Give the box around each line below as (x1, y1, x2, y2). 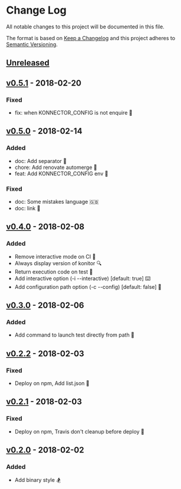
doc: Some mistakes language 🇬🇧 (14, 198, 99, 205)
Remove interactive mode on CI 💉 (14, 253, 96, 260)
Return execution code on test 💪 (14, 268, 93, 275)
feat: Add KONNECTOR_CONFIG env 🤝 (14, 169, 108, 177)
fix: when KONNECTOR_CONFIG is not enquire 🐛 (14, 109, 133, 116)
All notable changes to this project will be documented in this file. (6, 23, 165, 30)
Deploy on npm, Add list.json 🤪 (14, 380, 90, 387)
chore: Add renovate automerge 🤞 (14, 164, 97, 171)
